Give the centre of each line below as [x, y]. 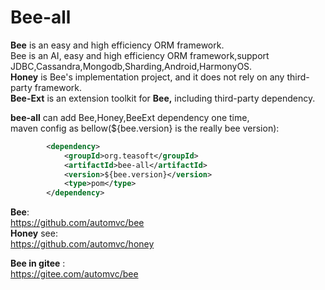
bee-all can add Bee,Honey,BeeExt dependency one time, [130, 117]
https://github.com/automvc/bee [77, 223]
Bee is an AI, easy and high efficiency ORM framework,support [140, 55]
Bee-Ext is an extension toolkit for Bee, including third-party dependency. [163, 98]
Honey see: [34, 233]
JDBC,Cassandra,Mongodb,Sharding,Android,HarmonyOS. [131, 66]
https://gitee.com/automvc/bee [74, 274]
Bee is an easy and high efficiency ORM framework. [117, 45]
